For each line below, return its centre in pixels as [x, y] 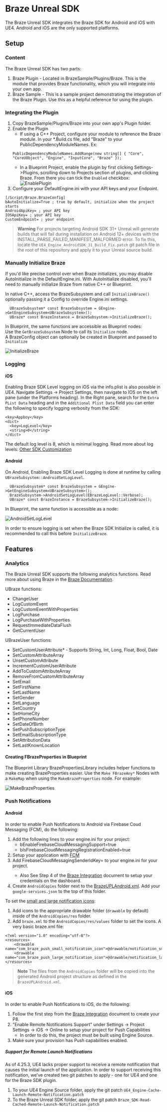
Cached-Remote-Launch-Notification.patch [56, 1104]
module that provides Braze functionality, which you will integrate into [84, 83]
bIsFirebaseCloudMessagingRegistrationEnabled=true [75, 849]
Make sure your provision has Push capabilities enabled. [70, 1040]
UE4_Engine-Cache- [143, 1090]
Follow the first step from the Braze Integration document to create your [86, 1014]
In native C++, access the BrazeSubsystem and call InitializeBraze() [78, 294]
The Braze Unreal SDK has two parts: [43, 68]
